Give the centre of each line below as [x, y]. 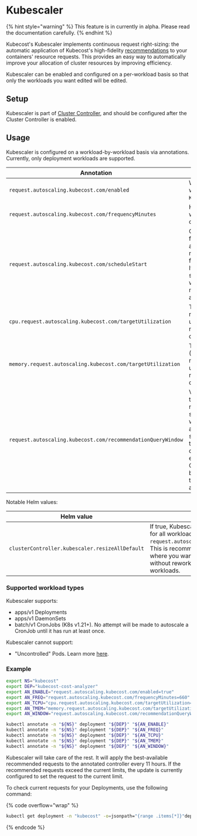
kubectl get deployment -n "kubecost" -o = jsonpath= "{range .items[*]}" [95, 816]
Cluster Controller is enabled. [41, 119]
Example [19, 669]
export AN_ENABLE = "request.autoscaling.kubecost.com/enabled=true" [90, 692]
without [160, 563]
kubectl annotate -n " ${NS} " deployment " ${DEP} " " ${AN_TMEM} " [85, 741]
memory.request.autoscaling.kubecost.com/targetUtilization [95, 364]
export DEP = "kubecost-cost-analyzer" [52, 687]
